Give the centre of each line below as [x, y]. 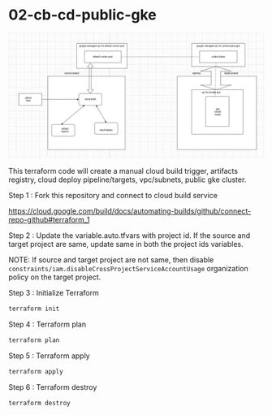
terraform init [34, 309]
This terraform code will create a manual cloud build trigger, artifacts [123, 171]
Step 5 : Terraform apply [50, 356]
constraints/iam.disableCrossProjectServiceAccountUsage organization [129, 269]
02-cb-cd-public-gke [82, 15]
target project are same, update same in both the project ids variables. [126, 244]
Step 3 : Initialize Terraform [54, 293]
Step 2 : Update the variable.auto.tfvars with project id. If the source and [130, 236]
